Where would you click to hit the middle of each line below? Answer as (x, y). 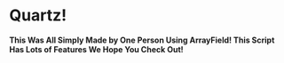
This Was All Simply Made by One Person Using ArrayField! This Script (142, 40)
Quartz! (38, 16)
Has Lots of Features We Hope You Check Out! (96, 49)
